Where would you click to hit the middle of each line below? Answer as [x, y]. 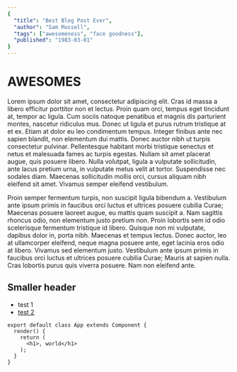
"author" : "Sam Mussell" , [52, 27]
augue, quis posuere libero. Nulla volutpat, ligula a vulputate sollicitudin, [112, 161]
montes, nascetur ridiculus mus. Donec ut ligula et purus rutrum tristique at [117, 124]
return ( [33, 337]
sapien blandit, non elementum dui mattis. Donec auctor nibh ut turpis [109, 139]
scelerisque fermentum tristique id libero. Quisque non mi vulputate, [106, 228]
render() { [30, 331]
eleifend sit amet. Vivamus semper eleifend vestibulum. [88, 184]
